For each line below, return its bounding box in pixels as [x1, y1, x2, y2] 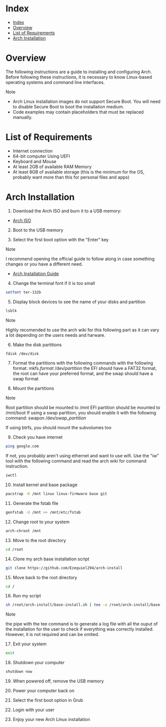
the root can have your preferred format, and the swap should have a [12, 370, 153, 376]
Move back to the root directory [12, 574, 77, 580]
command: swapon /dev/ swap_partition [5, 415, 87, 421]
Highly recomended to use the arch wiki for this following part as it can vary [5, 327, 160, 333]
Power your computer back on [12, 688, 75, 693]
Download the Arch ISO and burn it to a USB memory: [12, 208, 122, 214]
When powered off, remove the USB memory [12, 678, 104, 684]
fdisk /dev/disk [5, 351, 39, 356]
